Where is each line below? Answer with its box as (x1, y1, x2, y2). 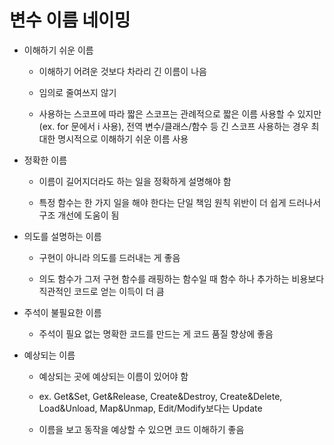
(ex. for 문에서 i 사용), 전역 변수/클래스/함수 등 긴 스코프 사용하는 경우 (38, 120, 309, 132)
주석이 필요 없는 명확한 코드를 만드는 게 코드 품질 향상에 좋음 (38, 327, 274, 340)
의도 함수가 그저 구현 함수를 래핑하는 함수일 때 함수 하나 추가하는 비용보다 (38, 272, 325, 285)
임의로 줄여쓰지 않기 (38, 86, 117, 98)
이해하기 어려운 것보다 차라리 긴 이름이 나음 (38, 65, 207, 77)
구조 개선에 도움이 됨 (38, 209, 120, 221)
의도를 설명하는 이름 (23, 230, 102, 242)
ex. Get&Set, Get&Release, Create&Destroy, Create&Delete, (38, 390, 283, 402)
